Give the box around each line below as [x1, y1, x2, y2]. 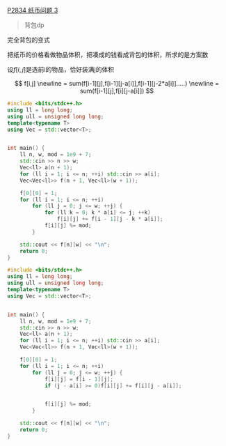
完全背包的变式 [7, 36, 50, 44]
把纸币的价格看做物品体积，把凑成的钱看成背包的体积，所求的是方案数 [7, 51, 209, 59]
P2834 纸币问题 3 [7, 6, 58, 14]
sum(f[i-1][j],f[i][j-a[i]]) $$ [79, 86, 154, 95]
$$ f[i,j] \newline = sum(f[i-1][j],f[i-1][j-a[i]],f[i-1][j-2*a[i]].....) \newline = [14, 79, 220, 87]
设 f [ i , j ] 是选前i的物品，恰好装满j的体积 [7, 66, 115, 73]
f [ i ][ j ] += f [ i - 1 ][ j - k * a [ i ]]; [56, 215, 163, 223]
